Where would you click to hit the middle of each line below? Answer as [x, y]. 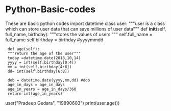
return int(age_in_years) [35, 93]
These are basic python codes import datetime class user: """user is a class [85, 23]
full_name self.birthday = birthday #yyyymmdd [54, 40]
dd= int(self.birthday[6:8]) [39, 71]
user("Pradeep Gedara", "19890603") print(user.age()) [63, 103]
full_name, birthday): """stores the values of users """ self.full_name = [79, 34]
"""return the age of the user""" [44, 53]
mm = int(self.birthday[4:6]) [40, 67]
